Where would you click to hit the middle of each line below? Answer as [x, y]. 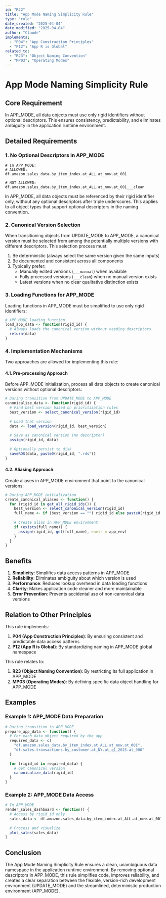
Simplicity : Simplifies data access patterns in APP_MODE [71, 573]
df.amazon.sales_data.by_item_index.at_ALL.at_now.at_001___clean [75, 187]
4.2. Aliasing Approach [29, 470]
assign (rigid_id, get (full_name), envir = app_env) [72, 532]
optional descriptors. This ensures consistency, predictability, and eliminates [83, 120]
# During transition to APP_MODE [40, 727]
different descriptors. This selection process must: [56, 246]
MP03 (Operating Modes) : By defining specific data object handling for [85, 682]
